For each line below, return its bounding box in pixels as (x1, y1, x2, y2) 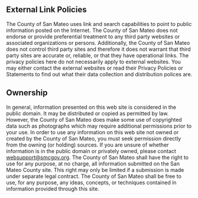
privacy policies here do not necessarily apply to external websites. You (6, 58, 181, 65)
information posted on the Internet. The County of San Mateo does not (6, 27, 178, 34)
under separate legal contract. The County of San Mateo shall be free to (6, 173, 182, 180)
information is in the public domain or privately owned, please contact (6, 147, 176, 154)
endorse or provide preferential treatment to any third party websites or (6, 33, 180, 40)
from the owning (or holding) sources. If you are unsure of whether (6, 141, 170, 148)
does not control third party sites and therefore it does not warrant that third (6, 46, 191, 53)
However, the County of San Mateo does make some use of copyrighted (6, 116, 182, 123)
